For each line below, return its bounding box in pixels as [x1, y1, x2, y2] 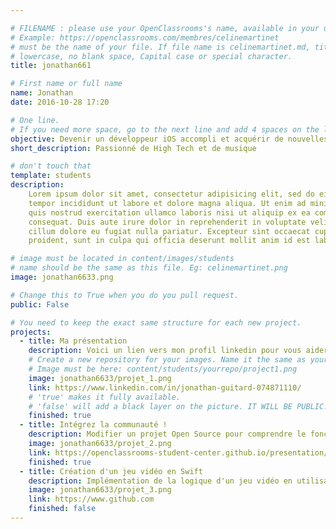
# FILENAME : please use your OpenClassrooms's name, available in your [10, 23, 320, 33]
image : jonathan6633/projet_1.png [28, 373, 172, 383]
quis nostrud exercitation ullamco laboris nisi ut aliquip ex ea [28, 207, 311, 218]
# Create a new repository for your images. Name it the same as [28, 355, 307, 365]
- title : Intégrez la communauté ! [19, 420, 168, 430]
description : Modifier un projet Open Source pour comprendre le [28, 429, 307, 440]
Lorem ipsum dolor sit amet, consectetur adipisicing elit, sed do [28, 189, 315, 199]
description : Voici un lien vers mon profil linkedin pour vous [28, 346, 302, 356]
